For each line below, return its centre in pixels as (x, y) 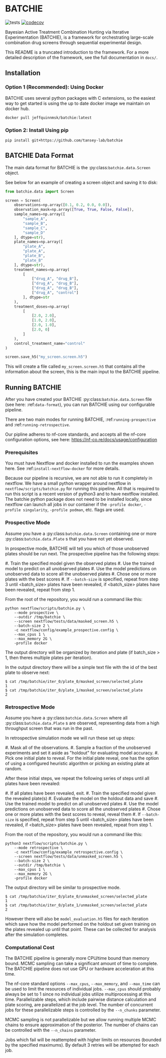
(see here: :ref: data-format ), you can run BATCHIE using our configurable (80, 404)
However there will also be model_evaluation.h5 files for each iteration (77, 919)
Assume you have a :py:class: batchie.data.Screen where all (66, 718)
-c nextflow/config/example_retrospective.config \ (68, 852)
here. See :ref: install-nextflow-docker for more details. (62, 468)
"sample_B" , (35, 223)
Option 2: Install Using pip (37, 130)
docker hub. (17, 108)
